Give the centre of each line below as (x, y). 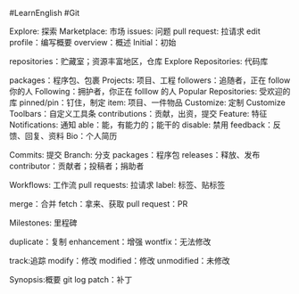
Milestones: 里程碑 (43, 223)
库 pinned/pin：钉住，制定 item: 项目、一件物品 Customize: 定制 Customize (147, 102)
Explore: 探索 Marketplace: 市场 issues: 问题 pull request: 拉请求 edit (135, 31)
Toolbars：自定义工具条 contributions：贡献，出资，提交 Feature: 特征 (138, 114)
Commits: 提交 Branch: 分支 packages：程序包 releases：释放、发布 (135, 155)
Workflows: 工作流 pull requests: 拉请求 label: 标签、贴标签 (117, 185)
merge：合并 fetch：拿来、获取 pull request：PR (99, 204)
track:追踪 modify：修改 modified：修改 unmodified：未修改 (120, 261)
